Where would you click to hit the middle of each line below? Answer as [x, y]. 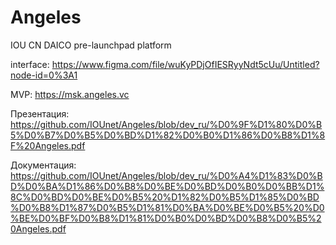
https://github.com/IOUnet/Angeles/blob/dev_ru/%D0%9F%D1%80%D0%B [166, 124]
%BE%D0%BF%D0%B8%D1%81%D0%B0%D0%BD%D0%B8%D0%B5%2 [166, 218]
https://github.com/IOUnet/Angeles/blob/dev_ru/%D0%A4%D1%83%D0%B [166, 175]
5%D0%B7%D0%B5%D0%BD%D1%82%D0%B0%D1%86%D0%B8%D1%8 [168, 135]
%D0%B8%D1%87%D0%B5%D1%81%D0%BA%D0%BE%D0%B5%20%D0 [167, 207]
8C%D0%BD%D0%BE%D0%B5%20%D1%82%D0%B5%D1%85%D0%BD [165, 197]
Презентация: [40, 113]
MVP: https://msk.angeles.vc [70, 94]
